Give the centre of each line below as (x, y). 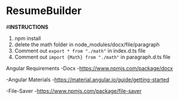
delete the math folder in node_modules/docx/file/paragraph (87, 44)
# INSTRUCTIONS (27, 27)
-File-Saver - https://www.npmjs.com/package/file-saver (74, 91)
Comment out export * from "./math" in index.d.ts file (80, 50)
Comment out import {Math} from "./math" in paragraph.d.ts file (92, 57)
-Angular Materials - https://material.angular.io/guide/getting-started (88, 80)
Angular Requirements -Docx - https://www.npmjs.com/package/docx (89, 68)
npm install (28, 38)
